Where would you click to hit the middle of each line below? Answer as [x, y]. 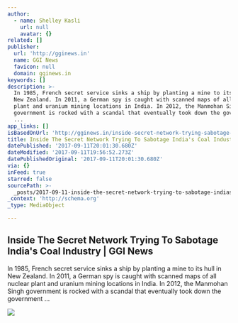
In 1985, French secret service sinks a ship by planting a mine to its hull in [114, 268]
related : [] [25, 40]
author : [19, 14]
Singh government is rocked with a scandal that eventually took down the [114, 291]
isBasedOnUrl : [28, 133]
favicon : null [34, 67]
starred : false [30, 179]
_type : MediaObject [36, 206]
